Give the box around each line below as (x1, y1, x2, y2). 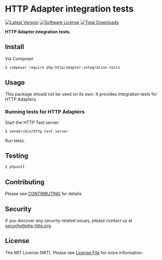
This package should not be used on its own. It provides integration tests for (5, 91, 158, 97)
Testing (5, 152, 29, 160)
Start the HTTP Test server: (5, 120, 60, 125)
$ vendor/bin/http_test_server (5, 129, 68, 134)
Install (5, 43, 24, 51)
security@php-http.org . (5, 223, 52, 229)
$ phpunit (5, 165, 25, 169)
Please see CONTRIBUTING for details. (5, 191, 83, 197)
